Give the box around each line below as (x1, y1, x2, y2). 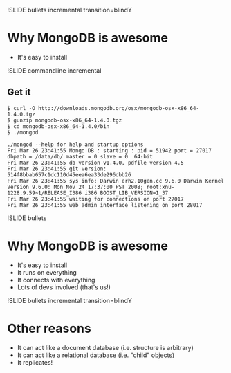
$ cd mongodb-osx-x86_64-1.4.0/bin (7, 122, 110, 130)
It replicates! (17, 358, 53, 366)
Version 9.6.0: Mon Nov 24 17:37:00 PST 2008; (7, 183, 144, 190)
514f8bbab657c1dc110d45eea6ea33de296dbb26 (7, 171, 131, 179)
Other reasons (7, 320, 91, 336)
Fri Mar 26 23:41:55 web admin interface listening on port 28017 (7, 201, 203, 208)
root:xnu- (146, 183, 175, 190)
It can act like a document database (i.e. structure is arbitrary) (17, 343, 194, 352)
